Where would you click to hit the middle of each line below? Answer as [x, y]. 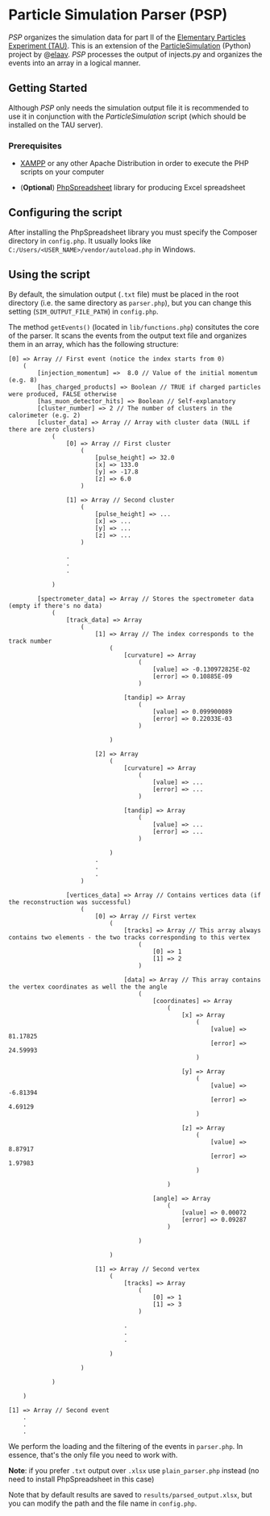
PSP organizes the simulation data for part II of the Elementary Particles [127, 37]
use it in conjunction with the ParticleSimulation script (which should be [127, 116]
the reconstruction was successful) [70, 902]
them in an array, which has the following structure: [93, 344]
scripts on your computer [62, 172]
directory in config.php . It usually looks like [80, 240]
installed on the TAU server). [56, 125]
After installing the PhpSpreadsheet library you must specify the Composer [133, 232]
